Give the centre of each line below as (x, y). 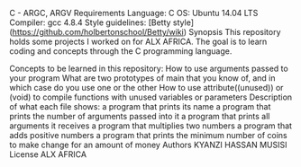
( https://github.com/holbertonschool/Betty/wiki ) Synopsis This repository (145, 32)
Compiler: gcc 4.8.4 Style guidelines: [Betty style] (101, 22)
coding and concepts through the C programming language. (121, 51)
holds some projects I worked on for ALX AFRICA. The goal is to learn (138, 41)
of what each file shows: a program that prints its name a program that (140, 106)
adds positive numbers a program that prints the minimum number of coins (148, 135)
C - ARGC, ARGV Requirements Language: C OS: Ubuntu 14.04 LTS (134, 13)
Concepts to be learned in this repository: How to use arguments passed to (149, 68)
